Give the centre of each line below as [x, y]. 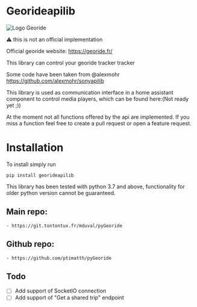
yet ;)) [14, 105]
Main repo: [27, 212]
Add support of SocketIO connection [61, 291]
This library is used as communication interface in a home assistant [90, 92]
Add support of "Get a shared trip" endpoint [70, 298]
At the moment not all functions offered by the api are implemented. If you [98, 117]
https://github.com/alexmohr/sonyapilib [55, 81]
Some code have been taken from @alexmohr [63, 74]
